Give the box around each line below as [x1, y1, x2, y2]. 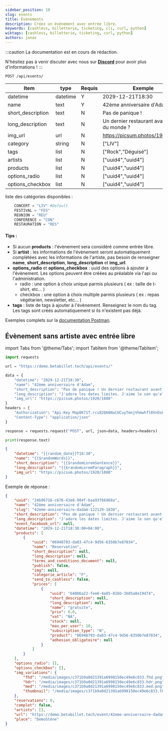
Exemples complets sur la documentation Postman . [5, 317, 111, 323]
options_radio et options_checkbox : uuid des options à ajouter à [12, 265, 148, 271]
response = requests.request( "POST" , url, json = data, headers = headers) [5, 429, 157, 434]
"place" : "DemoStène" [14, 716, 59, 721]
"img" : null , [31, 568, 59, 573]
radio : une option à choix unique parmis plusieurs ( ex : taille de [19, 281, 152, 287]
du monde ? [102, 124, 130, 131]
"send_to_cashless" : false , [31, 577, 91, 582]
